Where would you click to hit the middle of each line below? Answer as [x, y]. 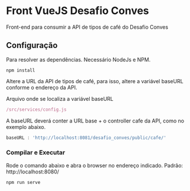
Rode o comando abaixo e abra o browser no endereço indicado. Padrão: [95, 165]
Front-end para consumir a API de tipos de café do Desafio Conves [87, 27]
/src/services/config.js [36, 110]
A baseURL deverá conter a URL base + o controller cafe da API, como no [95, 121]
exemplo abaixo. [26, 127]
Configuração [32, 45]
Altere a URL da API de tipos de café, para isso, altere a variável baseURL [95, 81]
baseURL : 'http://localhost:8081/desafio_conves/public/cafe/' [86, 138]
